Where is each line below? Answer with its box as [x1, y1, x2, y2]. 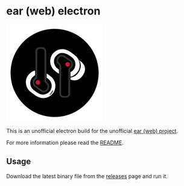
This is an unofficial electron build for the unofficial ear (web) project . [6, 127, 179, 134]
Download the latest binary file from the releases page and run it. [6, 172, 168, 179]
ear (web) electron [6, 4, 101, 18]
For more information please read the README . [6, 139, 124, 146]
